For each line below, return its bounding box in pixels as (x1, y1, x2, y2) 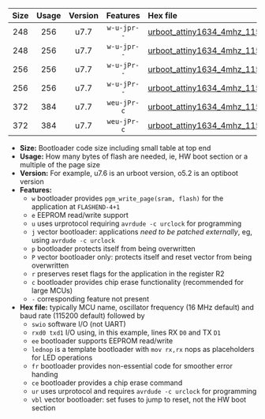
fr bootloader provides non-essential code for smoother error (31, 361, 233, 370)
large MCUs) (31, 286, 73, 295)
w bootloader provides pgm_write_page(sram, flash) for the (31, 193, 224, 203)
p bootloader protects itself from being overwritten (31, 244, 196, 253)
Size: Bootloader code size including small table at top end (19, 144, 211, 152)
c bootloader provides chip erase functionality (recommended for (31, 278, 244, 286)
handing (31, 370, 58, 379)
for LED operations (31, 353, 93, 362)
